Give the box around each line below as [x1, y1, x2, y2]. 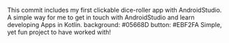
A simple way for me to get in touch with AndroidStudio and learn [7, 13, 195, 21]
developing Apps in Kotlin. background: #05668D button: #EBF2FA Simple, [7, 21, 222, 28]
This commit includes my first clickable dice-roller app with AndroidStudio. [7, 6, 222, 14]
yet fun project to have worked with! [7, 28, 112, 36]
